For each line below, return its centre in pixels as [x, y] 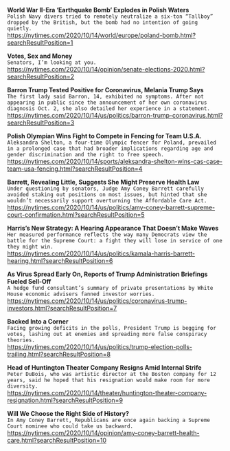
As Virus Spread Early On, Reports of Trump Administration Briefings [107, 274]
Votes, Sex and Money [40, 56]
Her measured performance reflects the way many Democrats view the [107, 235]
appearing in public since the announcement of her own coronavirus [107, 103]
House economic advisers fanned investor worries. [81, 294]
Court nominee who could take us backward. [70, 426]
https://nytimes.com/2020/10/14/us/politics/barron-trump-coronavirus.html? [115, 115]
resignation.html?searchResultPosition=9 [65, 400]
